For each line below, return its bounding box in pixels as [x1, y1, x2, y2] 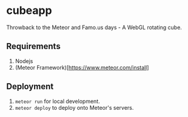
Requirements [6, 41, 61, 52]
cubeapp [6, 4, 53, 18]
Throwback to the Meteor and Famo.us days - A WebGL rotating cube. [6, 24, 182, 31]
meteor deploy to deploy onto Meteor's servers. [15, 104, 134, 111]
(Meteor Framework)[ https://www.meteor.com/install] [15, 64, 149, 71]
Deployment [6, 81, 54, 92]
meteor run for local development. [15, 98, 100, 105]
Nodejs [15, 57, 33, 64]
